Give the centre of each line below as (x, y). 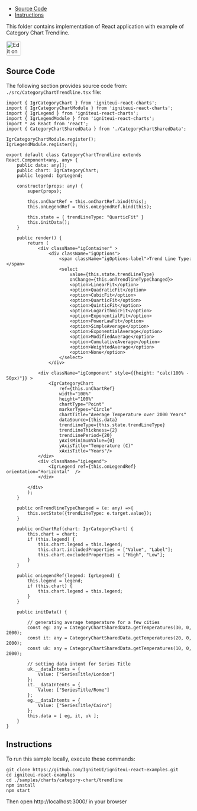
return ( (38, 243)
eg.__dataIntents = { (54, 700)
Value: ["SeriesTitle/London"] (76, 674)
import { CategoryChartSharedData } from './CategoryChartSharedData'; (96, 129)
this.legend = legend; (55, 581)
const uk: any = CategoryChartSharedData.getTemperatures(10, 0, (110, 648)
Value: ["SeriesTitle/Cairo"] (75, 705)
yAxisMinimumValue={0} (87, 441)
